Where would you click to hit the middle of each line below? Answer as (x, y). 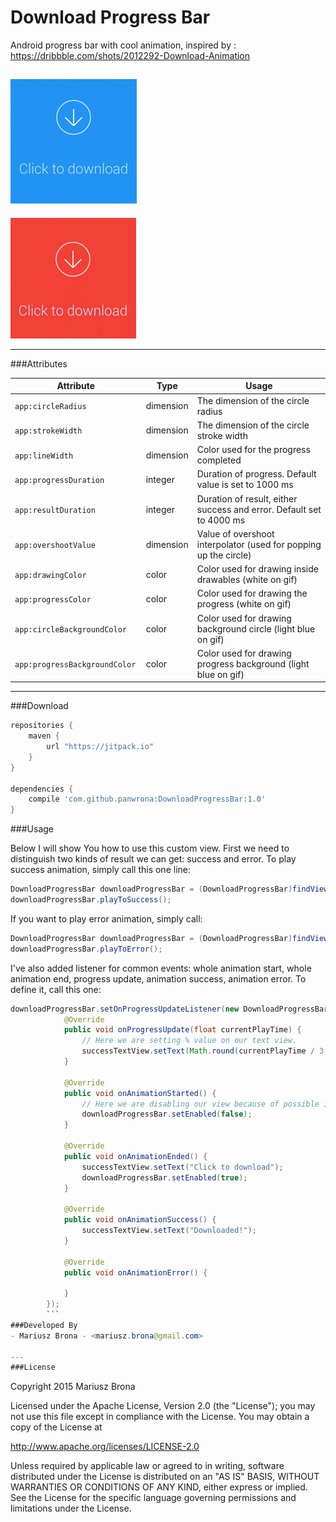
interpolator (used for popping (259, 544)
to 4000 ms (221, 520)
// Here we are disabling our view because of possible (200, 1104)
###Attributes (39, 363)
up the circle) (224, 555)
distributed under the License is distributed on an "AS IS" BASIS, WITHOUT (165, 1477)
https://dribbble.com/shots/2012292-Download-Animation (130, 55)
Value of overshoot (235, 533)
